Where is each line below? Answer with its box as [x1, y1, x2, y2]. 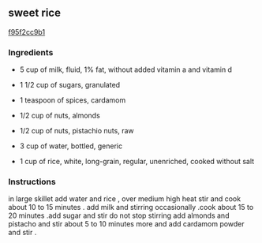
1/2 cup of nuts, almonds [19, 110, 100, 121]
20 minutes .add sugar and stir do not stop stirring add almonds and [8, 211, 230, 220]
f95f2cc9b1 [8, 27, 46, 36]
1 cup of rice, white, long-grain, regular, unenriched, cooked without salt [19, 157, 255, 166]
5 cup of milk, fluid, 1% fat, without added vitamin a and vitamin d [19, 65, 233, 74]
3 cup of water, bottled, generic [19, 141, 123, 151]
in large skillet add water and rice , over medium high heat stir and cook [8, 194, 241, 204]
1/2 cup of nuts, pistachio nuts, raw [19, 126, 134, 136]
